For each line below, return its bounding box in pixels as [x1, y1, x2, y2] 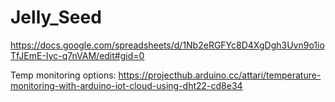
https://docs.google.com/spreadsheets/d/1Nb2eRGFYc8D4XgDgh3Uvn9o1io [10, 39, 325, 51]
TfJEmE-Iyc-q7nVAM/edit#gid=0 [10, 49, 145, 61]
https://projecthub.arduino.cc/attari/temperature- [118, 69, 322, 81]
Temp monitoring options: [10, 69, 117, 81]
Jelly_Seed [10, 6, 102, 29]
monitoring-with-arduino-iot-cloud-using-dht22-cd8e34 [10, 79, 243, 91]
